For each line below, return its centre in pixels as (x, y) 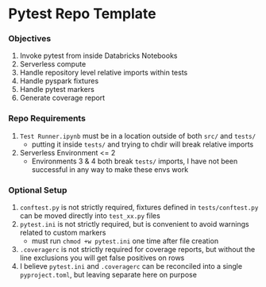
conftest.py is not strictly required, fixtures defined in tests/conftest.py (139, 208)
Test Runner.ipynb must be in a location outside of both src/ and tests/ (138, 136)
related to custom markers (63, 233)
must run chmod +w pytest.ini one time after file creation (125, 241)
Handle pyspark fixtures (59, 81)
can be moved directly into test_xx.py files (90, 216)
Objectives (30, 39)
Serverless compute (53, 64)
